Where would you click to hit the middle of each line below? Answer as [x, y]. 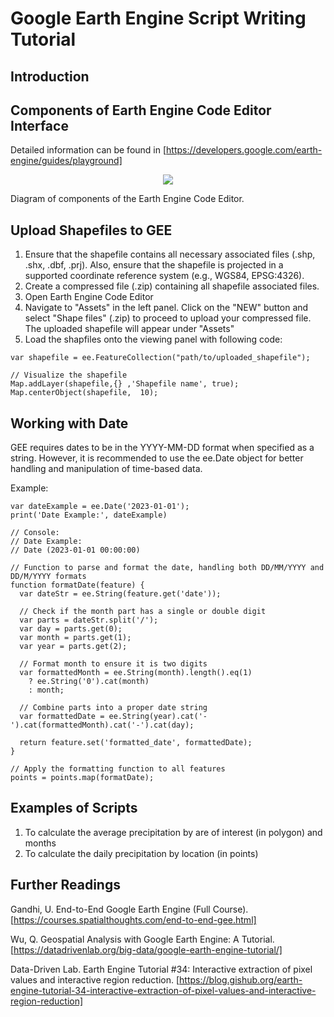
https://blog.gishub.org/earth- [241, 979]
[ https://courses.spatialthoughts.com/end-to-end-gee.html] [133, 919]
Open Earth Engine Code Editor [89, 297]
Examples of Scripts [74, 808]
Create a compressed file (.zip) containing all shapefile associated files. [172, 286]
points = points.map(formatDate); [82, 778]
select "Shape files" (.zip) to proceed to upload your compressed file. [168, 318]
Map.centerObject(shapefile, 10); [84, 393]
